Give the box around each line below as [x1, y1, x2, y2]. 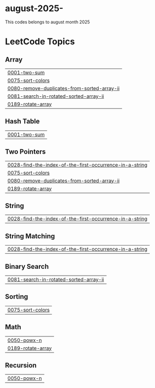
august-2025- [5, 3, 64, 14]
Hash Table [5, 117, 40, 125]
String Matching [5, 232, 55, 240]
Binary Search [5, 262, 49, 270]
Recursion [5, 361, 37, 370]
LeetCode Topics [5, 36, 75, 47]
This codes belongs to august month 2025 [5, 19, 90, 25]
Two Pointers [5, 148, 46, 156]
